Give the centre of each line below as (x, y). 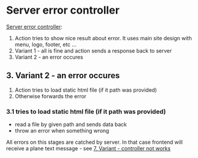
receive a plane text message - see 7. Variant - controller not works (88, 149)
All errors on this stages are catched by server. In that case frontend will (95, 142)
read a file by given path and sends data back (71, 124)
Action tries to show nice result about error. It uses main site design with (103, 38)
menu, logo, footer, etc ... (45, 44)
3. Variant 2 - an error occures (63, 75)
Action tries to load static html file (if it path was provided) (86, 90)
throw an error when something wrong (62, 131)
